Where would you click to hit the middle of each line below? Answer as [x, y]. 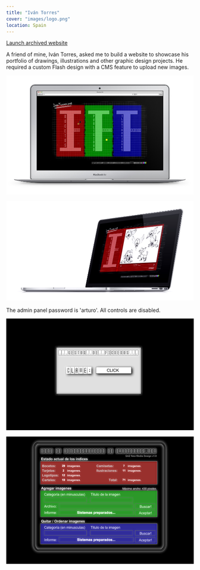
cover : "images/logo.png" [38, 19]
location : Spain [26, 25]
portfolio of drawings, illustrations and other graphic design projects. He [95, 61]
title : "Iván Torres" [33, 13]
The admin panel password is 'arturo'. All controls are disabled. [83, 310]
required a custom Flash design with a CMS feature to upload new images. [98, 67]
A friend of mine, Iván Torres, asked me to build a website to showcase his [98, 54]
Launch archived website [37, 43]
